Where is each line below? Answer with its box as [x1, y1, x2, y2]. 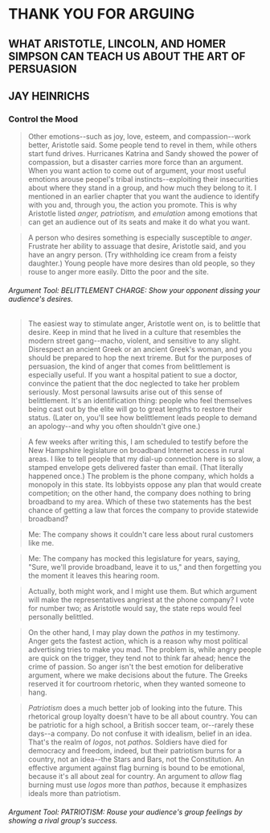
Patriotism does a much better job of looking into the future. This [27, 703, 243, 713]
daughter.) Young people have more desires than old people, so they [27, 258, 256, 268]
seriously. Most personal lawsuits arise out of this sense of [27, 387, 223, 397]
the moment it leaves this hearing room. [27, 571, 160, 580]
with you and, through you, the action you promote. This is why [27, 200, 237, 210]
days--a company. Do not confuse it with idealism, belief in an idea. [27, 729, 252, 739]
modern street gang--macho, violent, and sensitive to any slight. [27, 336, 241, 346]
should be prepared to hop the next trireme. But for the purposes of [27, 353, 252, 363]
